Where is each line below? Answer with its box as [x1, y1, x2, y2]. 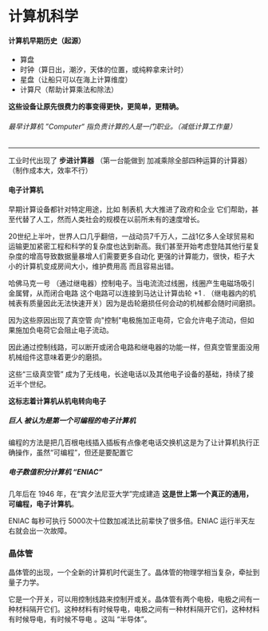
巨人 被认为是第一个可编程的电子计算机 [8, 416, 136, 426]
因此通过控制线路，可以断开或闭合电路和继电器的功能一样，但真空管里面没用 [8, 342, 260, 351]
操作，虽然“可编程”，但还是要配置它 [14, 447, 134, 457]
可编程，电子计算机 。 [8, 498, 78, 508]
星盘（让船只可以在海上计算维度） [19, 75, 132, 85]
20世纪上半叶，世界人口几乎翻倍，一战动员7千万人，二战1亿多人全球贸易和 [8, 231, 254, 240]
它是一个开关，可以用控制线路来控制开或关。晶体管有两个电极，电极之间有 [8, 594, 253, 604]
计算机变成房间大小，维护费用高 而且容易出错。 [22, 261, 178, 271]
